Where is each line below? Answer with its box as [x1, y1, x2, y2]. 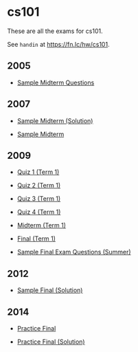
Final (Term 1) [16, 234, 56, 243]
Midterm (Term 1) [16, 221, 67, 230]
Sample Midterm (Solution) [16, 116, 93, 124]
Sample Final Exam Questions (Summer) [16, 248, 132, 256]
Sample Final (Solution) [16, 286, 83, 294]
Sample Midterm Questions [16, 78, 95, 87]
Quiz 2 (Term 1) [16, 181, 61, 190]
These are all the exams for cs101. [7, 27, 103, 35]
